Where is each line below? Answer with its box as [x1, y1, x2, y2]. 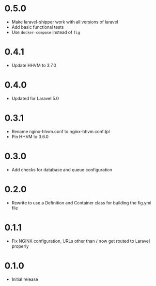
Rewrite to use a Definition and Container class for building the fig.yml [11, 200, 152, 205]
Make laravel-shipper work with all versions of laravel [11, 19, 118, 25]
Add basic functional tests [11, 24, 64, 30]
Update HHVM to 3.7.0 [11, 62, 57, 68]
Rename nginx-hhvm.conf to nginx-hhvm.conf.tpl [11, 128, 110, 134]
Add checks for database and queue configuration [11, 167, 112, 172]
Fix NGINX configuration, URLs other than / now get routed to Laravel [11, 238, 150, 244]
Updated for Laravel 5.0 [11, 95, 59, 101]
